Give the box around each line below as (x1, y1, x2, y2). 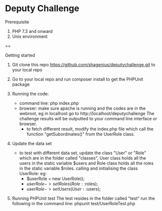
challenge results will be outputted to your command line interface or (19, 115, 158, 121)
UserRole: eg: (19, 170, 47, 176)
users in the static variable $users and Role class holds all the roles (19, 160, 154, 166)
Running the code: (12, 91, 49, 97)
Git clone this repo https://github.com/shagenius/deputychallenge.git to (12, 62, 156, 67)
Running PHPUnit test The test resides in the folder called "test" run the (12, 195, 155, 201)
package (12, 81, 30, 87)
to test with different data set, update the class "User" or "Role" (19, 150, 146, 156)
